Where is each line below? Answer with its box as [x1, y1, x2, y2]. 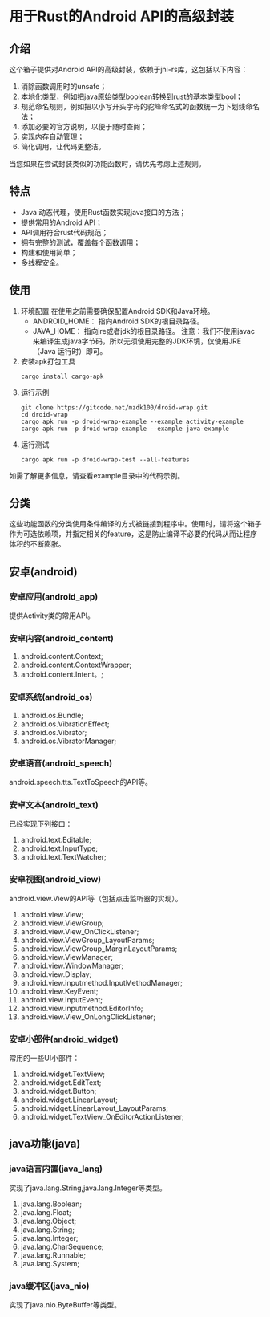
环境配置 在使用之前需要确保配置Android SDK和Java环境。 [20, 306, 215, 315]
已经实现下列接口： [9, 819, 73, 829]
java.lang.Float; [20, 1207, 71, 1217]
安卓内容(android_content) [9, 633, 115, 644]
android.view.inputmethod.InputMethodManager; [20, 978, 183, 987]
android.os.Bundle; [20, 710, 83, 720]
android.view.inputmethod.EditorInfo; [20, 1003, 143, 1013]
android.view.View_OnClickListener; [20, 926, 139, 936]
